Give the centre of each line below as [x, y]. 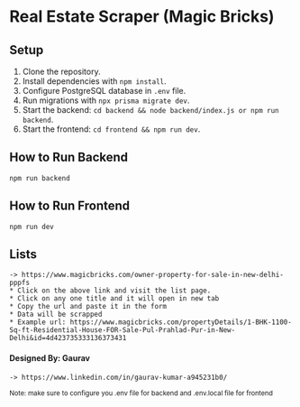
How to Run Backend [69, 157]
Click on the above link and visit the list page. [114, 291]
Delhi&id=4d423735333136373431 [68, 338]
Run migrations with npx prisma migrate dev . [106, 100]
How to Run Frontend [70, 206]
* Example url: [38, 322]
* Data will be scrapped [56, 314]
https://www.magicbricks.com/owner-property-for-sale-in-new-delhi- [152, 275]
